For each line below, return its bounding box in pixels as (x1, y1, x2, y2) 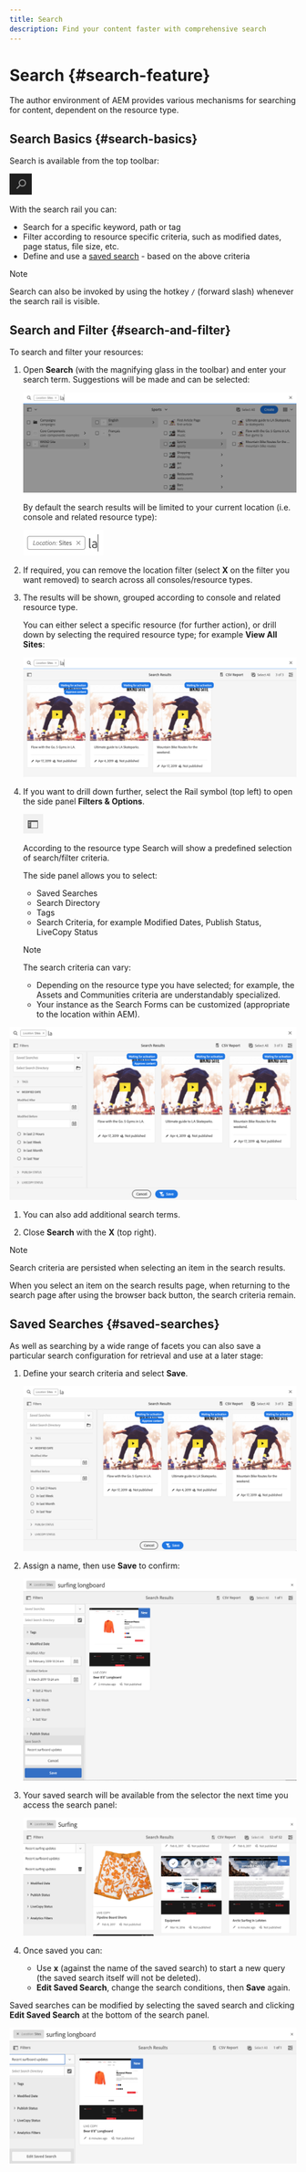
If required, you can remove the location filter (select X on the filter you (22, 564, 290, 575)
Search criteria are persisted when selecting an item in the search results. (9, 1262, 286, 1273)
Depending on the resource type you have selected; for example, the (36, 979, 295, 990)
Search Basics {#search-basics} (9, 131, 199, 146)
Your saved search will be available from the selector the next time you (22, 1789, 289, 1800)
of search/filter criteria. (22, 852, 110, 863)
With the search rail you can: (9, 204, 117, 215)
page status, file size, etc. (22, 241, 120, 252)
